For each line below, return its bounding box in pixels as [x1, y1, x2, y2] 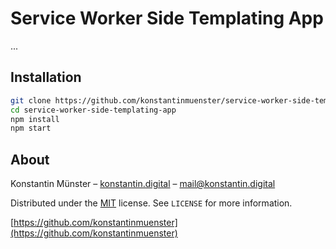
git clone [10, 95, 52, 106]
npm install [10, 114, 60, 124]
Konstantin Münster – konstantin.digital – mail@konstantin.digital [10, 178, 276, 190]
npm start [10, 123, 52, 134]
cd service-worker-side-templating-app [10, 105, 177, 115]
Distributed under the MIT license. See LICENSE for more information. [10, 197, 293, 209]
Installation [10, 69, 82, 86]
